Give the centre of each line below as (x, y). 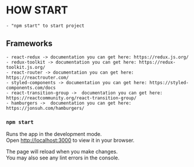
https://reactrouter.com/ (37, 77)
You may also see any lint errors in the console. (63, 158)
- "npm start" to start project (45, 26)
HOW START (37, 10)
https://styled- (169, 82)
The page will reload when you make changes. (62, 152)
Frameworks (29, 44)
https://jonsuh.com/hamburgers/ (45, 108)
